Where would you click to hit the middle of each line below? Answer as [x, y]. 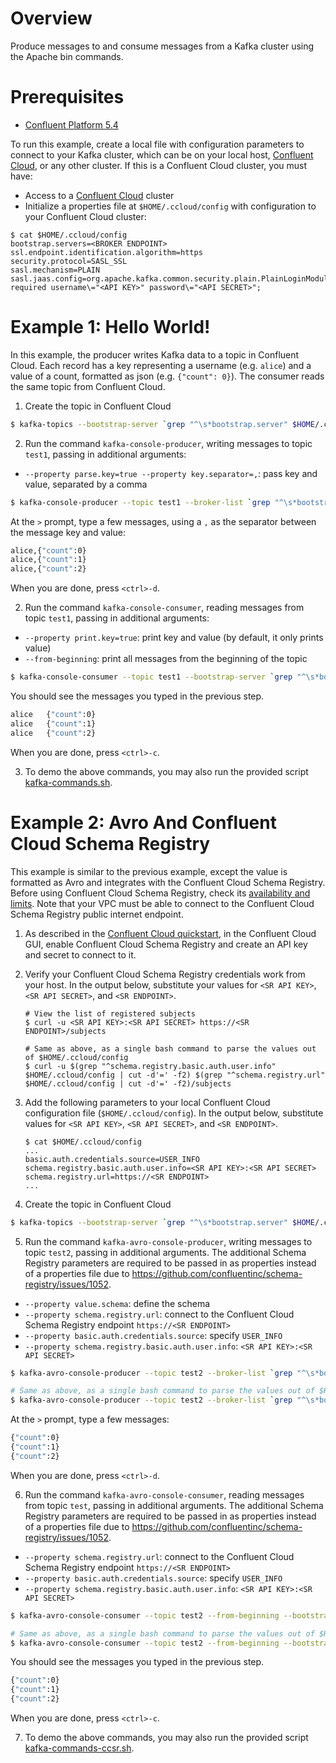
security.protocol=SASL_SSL [69, 261]
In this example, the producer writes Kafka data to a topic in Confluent [155, 354]
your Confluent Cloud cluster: [85, 216]
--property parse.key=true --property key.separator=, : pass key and [171, 473]
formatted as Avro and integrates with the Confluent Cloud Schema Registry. [168, 882]
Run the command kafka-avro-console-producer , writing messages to [168, 1241]
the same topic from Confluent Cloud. [88, 386]
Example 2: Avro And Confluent [143, 822]
